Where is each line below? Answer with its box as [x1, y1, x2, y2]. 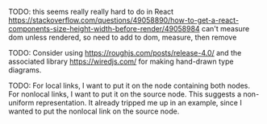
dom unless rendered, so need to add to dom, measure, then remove [8, 32, 237, 42]
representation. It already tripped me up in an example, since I [35, 98, 242, 107]
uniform [8, 98, 35, 107]
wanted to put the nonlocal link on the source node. [8, 106, 180, 116]
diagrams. [8, 65, 42, 75]
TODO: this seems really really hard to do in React [8, 7, 174, 16]
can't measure [201, 24, 250, 33]
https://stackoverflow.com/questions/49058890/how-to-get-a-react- [8, 15, 240, 25]
